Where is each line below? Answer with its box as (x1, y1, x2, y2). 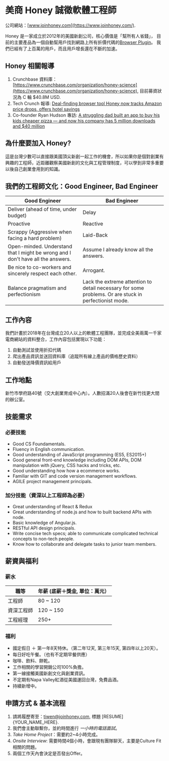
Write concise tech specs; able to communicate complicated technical (12, 530, 158, 536)
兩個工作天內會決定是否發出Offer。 (12, 750, 86, 756)
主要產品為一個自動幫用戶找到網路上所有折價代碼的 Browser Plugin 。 (14, 39, 156, 45)
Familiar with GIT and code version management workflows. (12, 473, 137, 479)
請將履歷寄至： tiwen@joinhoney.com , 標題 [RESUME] (12, 713, 124, 719)
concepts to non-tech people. (12, 536, 74, 542)
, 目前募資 (137, 88, 157, 94)
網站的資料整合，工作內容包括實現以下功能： (14, 336, 107, 342)
